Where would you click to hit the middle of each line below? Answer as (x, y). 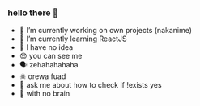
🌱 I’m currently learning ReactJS (73, 39)
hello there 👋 (33, 13)
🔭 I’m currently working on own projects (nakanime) (105, 31)
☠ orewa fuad (43, 76)
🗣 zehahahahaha (49, 65)
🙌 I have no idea (46, 47)
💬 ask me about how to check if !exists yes (91, 85)
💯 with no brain (45, 94)
